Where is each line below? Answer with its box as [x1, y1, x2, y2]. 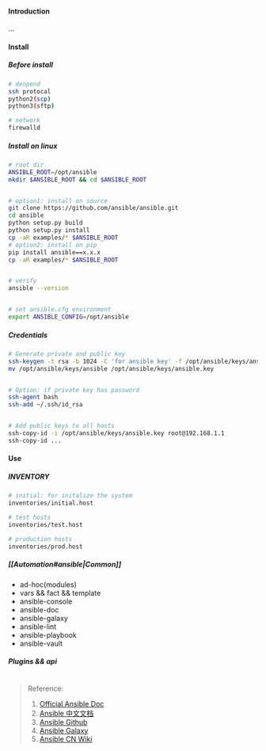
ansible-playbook [19, 630, 77, 639]
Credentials [8, 330, 48, 340]
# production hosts [8, 535, 73, 543]
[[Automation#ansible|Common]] [8, 559, 121, 570]
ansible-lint [19, 622, 57, 631]
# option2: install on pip [8, 241, 97, 249]
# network [8, 116, 41, 124]
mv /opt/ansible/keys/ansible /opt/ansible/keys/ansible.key [8, 364, 215, 372]
